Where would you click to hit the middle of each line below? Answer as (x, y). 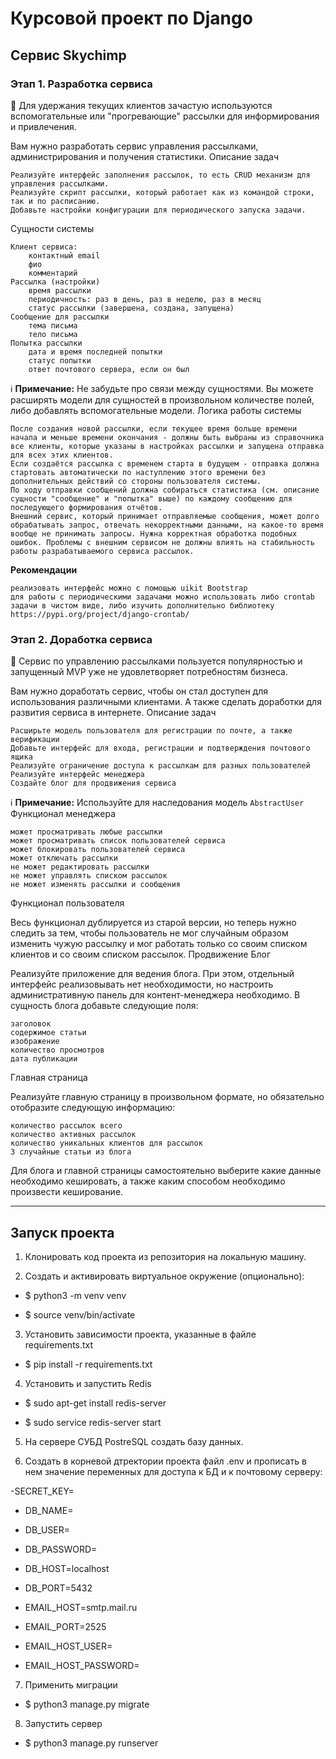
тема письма (53, 325)
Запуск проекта (62, 1232)
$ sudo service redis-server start (93, 1422)
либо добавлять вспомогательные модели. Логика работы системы (156, 410)
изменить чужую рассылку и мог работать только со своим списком (159, 944)
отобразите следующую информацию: (92, 1108)
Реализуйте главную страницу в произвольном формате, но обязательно (167, 1097)
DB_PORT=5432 (58, 1588)
